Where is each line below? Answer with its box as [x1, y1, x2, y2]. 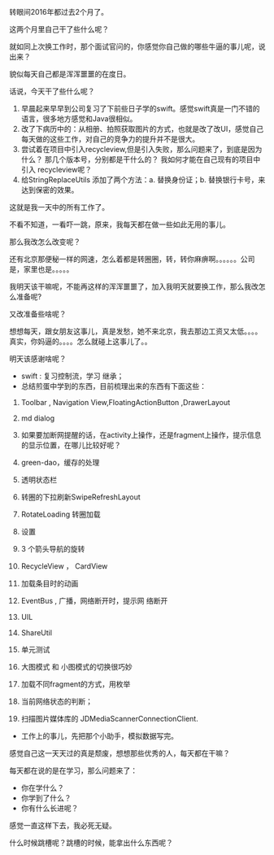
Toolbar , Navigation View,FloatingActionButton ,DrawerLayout [20, 398, 231, 407]
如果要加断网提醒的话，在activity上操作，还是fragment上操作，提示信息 [20, 430, 262, 439]
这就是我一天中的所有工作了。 [9, 203, 109, 212]
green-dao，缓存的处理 [20, 458, 100, 467]
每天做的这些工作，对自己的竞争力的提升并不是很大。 [20, 134, 200, 144]
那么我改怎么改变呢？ [9, 237, 80, 246]
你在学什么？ [20, 783, 64, 792]
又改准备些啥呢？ [9, 309, 67, 319]
